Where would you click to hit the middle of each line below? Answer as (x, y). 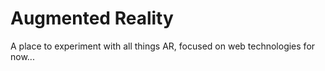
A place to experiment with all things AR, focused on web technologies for (163, 46)
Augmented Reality (92, 18)
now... (22, 56)
